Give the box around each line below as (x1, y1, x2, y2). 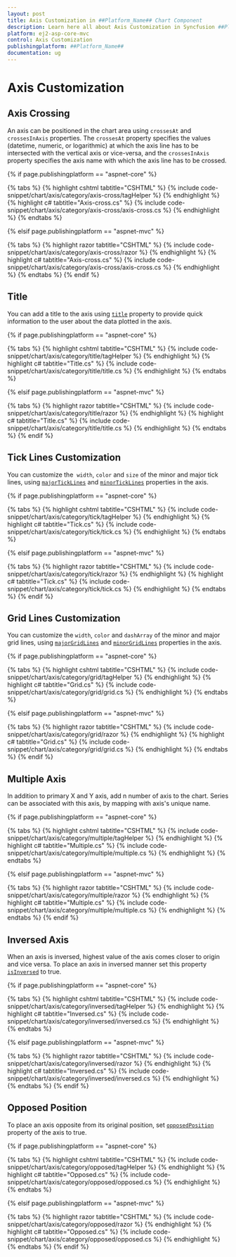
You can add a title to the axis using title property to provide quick (7, 309, 203, 318)
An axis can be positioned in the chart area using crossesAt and (7, 126, 192, 134)
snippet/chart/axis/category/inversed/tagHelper (7, 1002, 146, 1010)
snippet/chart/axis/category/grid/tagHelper (7, 673, 132, 682)
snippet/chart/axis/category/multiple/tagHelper (7, 834, 144, 842)
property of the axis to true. (7, 1128, 87, 1136)
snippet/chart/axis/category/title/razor (7, 408, 118, 417)
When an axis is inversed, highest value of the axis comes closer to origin (7, 952, 220, 960)
